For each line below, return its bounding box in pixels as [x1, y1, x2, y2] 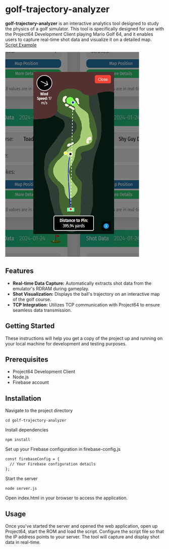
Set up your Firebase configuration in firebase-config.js [5, 446, 121, 452]
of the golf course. [12, 296, 51, 302]
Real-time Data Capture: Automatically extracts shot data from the [12, 280, 152, 286]
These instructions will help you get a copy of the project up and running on [5, 335, 163, 341]
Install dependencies [5, 427, 49, 433]
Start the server [5, 476, 38, 482]
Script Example [5, 42, 37, 48]
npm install [5, 437, 30, 443]
